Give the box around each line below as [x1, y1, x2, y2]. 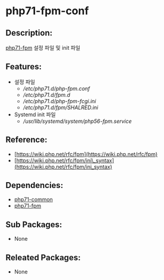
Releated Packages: [5, 252, 81, 262]
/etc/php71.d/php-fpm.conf [23, 85, 90, 92]
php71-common [14, 196, 53, 203]
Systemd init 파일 [14, 111, 56, 118]
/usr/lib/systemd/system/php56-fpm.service [23, 117, 132, 125]
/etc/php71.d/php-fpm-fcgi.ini [23, 97, 96, 104]
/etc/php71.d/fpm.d [23, 91, 71, 98]
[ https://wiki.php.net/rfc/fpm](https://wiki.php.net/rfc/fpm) [14, 150, 158, 158]
